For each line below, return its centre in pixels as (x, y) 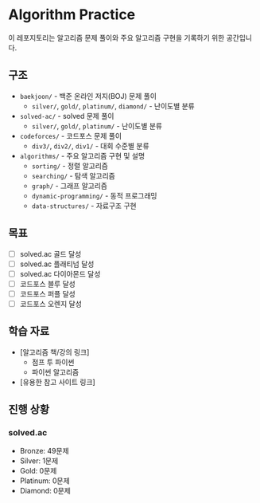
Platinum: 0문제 (45, 481)
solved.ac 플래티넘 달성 (57, 264)
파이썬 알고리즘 (55, 371)
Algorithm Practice (72, 15)
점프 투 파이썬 (53, 362)
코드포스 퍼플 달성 (47, 293)
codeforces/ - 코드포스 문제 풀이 (70, 136)
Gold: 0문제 (38, 471)
